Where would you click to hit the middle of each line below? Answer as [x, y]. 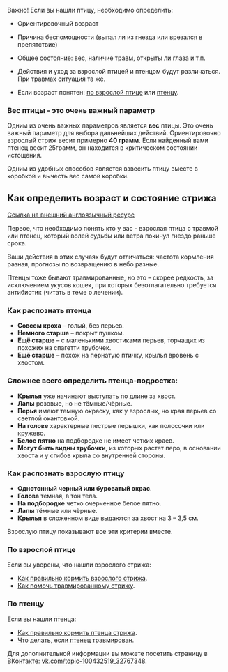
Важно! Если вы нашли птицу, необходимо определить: [90, 10]
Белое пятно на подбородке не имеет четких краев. [96, 440]
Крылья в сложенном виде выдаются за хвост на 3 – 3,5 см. [108, 518]
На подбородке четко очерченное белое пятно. [89, 503]
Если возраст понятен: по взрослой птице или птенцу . [98, 92]
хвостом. [31, 362]
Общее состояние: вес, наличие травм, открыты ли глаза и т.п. [111, 58]
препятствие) [37, 44]
